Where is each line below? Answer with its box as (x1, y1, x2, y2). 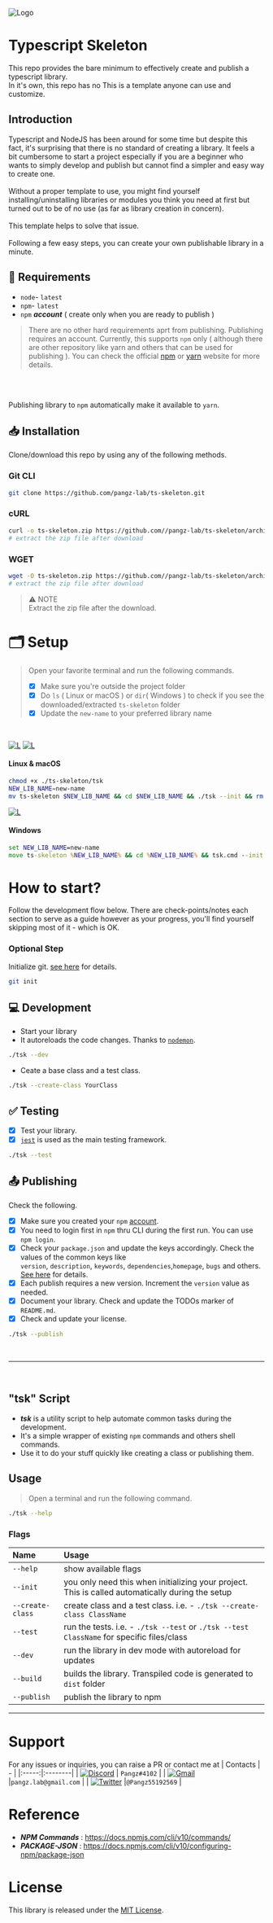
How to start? (8, 878, 102, 897)
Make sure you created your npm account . (19, 1216, 159, 1225)
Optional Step (8, 943, 63, 954)
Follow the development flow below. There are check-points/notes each (8, 905, 249, 915)
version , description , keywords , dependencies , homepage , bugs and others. (19, 1261, 262, 1271)
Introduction (8, 112, 73, 126)
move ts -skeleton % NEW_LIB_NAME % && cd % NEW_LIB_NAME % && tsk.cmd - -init (8, 851, 264, 859)
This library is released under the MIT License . (8, 1905, 164, 1915)
